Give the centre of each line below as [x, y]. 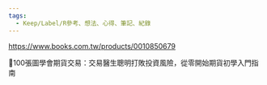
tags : [17, 16]
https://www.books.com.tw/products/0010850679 [92, 46]
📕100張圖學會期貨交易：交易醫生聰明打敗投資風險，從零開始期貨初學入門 [130, 63]
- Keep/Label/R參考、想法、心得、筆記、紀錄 [83, 23]
